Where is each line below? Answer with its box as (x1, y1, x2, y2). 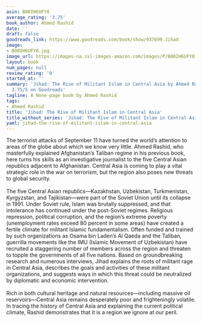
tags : (6, 98, 20, 104)
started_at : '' (6, 76, 44, 82)
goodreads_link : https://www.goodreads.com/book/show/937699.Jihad (6, 37, 179, 43)
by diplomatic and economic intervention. (6, 277, 109, 284)
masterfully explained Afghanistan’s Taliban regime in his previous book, (6, 149, 185, 157)
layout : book (6, 59, 39, 65)
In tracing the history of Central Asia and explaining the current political (6, 302, 183, 309)
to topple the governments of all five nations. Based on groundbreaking (6, 251, 183, 258)
